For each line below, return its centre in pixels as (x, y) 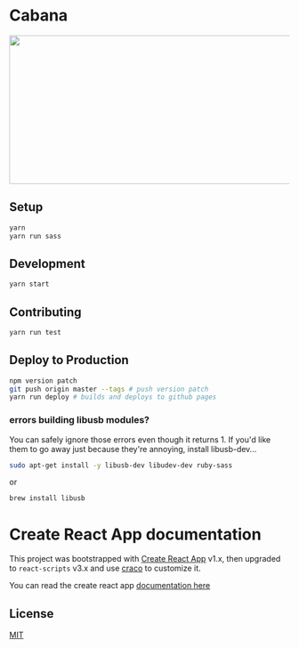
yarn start (29, 284)
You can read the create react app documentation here (110, 586)
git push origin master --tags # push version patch (109, 389)
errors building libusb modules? (79, 420)
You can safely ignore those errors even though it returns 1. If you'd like (140, 439)
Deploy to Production (69, 360)
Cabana (39, 16)
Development (48, 263)
